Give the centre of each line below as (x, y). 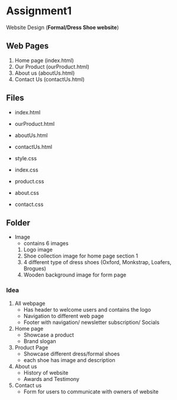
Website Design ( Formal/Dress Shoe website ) (63, 27)
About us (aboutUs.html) (45, 73)
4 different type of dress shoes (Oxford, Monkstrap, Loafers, (97, 262)
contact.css (29, 204)
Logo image (38, 250)
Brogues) (35, 269)
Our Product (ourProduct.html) (52, 66)
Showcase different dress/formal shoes (72, 354)
